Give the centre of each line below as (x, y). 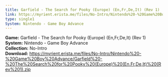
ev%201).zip (18, 70)
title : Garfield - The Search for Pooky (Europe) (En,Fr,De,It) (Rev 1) (82, 10)
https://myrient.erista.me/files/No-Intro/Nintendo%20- (85, 54)
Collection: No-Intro (26, 48)
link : (11, 14)
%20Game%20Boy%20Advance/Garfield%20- (54, 59)
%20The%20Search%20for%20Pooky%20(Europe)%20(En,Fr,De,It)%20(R (83, 64)
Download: (17, 54)
